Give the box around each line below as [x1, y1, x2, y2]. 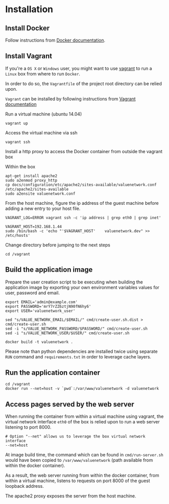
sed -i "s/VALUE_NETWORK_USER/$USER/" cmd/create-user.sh [5, 331, 130, 336]
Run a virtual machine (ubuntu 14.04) [5, 111, 82, 117]
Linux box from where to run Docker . [5, 70, 81, 77]
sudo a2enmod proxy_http [5, 177, 58, 183]
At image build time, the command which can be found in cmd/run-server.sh [5, 452, 163, 458]
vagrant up [5, 121, 28, 126]
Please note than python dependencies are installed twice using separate [5, 348, 158, 354]
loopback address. [5, 483, 44, 489]
